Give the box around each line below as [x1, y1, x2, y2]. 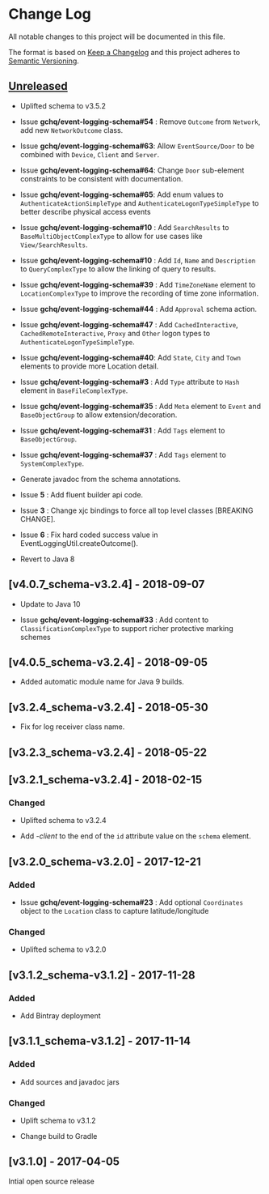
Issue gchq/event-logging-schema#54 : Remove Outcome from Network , [19, 117, 261, 126]
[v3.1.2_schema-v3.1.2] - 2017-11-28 [8, 968, 195, 982]
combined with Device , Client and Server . [19, 149, 160, 159]
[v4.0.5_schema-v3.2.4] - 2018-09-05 [8, 655, 208, 669]
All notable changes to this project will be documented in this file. [8, 32, 226, 41]
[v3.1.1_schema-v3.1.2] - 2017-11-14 [8, 1034, 191, 1048]
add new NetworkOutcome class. [19, 125, 124, 134]
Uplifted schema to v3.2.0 [19, 945, 107, 954]
